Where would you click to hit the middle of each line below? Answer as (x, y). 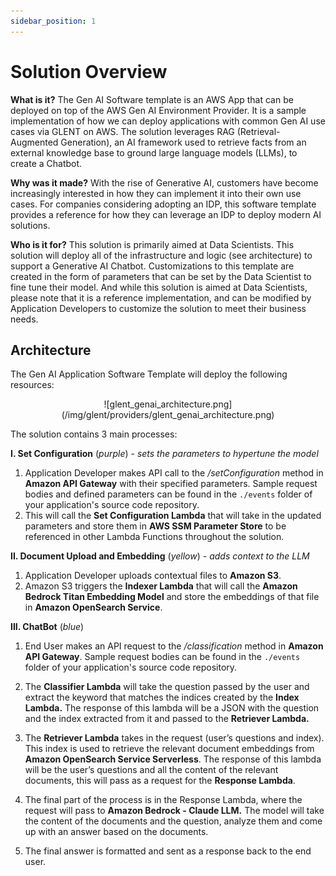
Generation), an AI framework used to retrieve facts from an (183, 142)
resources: (32, 385)
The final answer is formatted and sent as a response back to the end (168, 851)
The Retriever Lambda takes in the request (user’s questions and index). (174, 738)
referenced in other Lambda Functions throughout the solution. (154, 537)
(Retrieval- (258, 131)
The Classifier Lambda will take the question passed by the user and (167, 687)
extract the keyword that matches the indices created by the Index (162, 697)
